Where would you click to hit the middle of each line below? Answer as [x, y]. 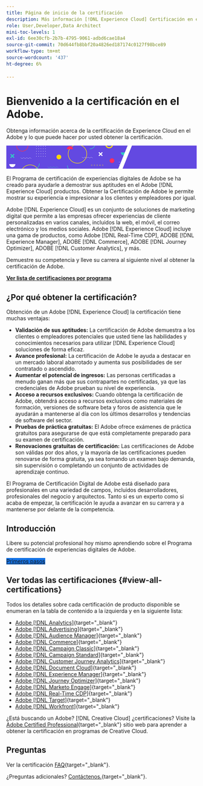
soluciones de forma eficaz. [50, 349]
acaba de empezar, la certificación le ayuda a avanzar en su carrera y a [95, 503]
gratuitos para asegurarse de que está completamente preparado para [103, 433]
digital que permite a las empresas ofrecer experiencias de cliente [89, 216]
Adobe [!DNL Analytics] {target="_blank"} [66, 622]
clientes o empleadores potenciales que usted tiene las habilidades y [101, 337]
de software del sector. [44, 420]
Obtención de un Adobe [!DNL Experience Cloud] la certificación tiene [94, 312]
